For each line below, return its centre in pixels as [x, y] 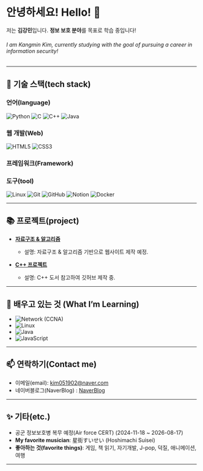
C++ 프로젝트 [31, 265]
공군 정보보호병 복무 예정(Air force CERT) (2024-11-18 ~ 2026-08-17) [99, 432]
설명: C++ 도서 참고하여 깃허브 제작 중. [70, 278]
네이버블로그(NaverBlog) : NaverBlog [60, 390]
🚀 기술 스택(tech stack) [49, 84]
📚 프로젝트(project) [43, 221]
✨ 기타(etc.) [28, 417]
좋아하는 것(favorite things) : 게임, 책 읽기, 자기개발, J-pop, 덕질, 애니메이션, [106, 447]
